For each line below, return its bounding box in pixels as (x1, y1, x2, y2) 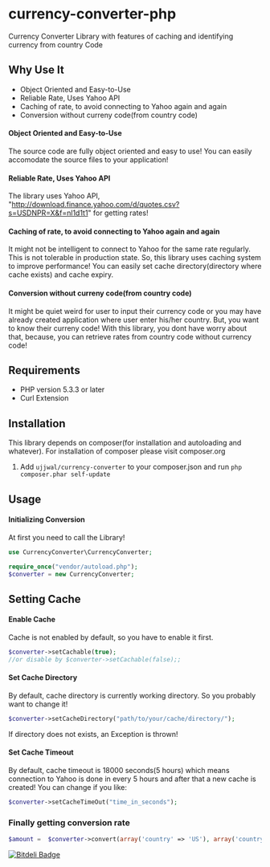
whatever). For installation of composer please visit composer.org (8, 446, 226, 456)
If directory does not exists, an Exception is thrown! (8, 729, 178, 739)
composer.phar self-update (19, 470, 111, 478)
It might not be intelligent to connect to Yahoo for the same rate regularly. (8, 244, 252, 254)
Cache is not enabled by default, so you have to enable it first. (8, 633, 214, 642)
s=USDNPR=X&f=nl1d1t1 (8, 208, 88, 218)
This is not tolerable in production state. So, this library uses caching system (8, 253, 261, 263)
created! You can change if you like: (8, 783, 127, 792)
